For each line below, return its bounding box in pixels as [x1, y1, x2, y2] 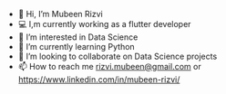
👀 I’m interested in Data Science [17, 32, 139, 42]
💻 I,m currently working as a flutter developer [17, 19, 191, 29]
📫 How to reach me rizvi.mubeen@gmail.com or [17, 61, 202, 71]
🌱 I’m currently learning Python [17, 42, 135, 52]
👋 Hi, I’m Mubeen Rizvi [17, 9, 103, 19]
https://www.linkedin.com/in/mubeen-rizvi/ [17, 74, 180, 85]
